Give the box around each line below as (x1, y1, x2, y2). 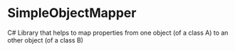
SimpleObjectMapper (7, 5, 137, 21)
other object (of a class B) (7, 35, 84, 44)
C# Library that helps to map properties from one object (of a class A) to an (7, 28, 229, 37)
